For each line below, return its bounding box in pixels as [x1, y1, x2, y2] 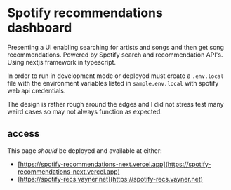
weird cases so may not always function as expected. [7, 107, 163, 116]
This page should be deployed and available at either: [7, 146, 163, 155]
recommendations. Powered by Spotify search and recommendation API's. [7, 50, 223, 59]
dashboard [7, 20, 72, 36]
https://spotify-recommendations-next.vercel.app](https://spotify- [20, 160, 212, 168]
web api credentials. [7, 86, 66, 95]
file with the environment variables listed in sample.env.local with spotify [7, 79, 219, 87]
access [7, 128, 40, 140]
